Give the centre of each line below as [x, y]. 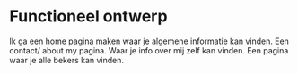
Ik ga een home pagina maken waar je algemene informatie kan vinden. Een [149, 41]
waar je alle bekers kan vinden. [66, 60]
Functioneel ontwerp [88, 16]
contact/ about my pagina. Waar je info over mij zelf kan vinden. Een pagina [149, 50]
